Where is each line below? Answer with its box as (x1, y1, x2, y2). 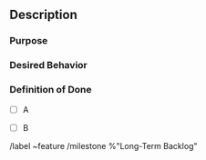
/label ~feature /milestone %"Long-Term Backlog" (9, 140, 198, 151)
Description (9, 7, 77, 23)
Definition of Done (9, 84, 92, 96)
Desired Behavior (9, 59, 88, 72)
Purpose (9, 35, 48, 47)
